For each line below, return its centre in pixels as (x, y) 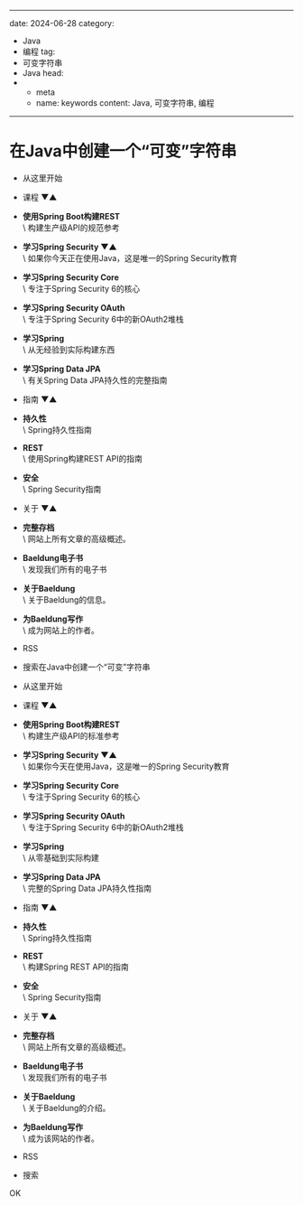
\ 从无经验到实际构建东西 (69, 350)
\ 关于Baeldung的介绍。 (66, 1108)
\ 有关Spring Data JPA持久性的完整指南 (95, 379)
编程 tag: (39, 51)
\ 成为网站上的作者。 (60, 630)
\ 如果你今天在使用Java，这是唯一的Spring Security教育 (126, 766)
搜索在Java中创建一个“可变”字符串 (86, 667)
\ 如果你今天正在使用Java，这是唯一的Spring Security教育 (130, 257)
